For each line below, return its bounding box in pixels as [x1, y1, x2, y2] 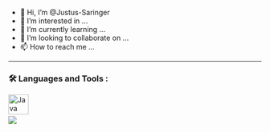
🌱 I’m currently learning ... [19, 25, 106, 34]
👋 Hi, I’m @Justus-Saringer [19, 8, 110, 17]
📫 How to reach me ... [19, 42, 95, 51]
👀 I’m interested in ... [19, 16, 88, 26]
